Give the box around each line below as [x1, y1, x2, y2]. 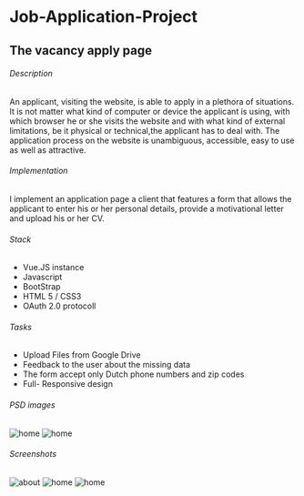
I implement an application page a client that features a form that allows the [9, 193, 292, 204]
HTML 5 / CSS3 [22, 291, 82, 302]
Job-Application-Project [9, 6, 198, 27]
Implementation [9, 166, 68, 177]
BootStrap [22, 281, 61, 292]
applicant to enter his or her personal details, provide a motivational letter [9, 203, 285, 214]
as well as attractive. [9, 144, 86, 156]
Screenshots [9, 449, 57, 460]
